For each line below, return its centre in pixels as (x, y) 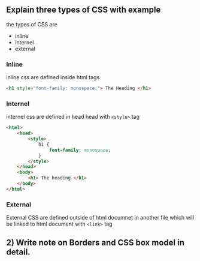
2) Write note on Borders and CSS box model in (95, 243)
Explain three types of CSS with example (84, 10)
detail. (19, 252)
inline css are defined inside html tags (53, 77)
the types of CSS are (32, 24)
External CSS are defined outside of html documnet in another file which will (100, 218)
